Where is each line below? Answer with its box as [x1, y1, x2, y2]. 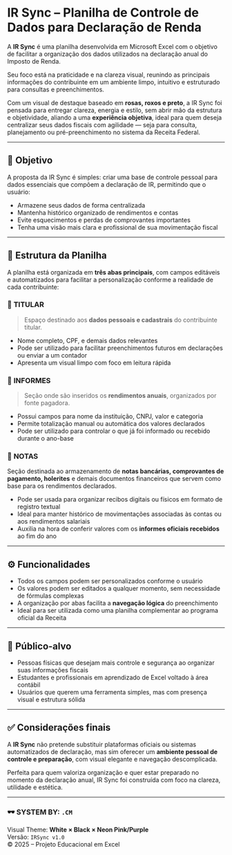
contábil [17, 681, 41, 689]
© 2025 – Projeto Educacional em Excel [7, 840, 120, 849]
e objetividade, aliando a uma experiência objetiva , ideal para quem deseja [7, 113, 222, 122]
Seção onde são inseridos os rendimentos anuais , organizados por [23, 392, 217, 400]
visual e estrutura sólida [17, 695, 86, 704]
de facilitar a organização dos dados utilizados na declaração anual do [7, 50, 209, 58]
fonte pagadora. [23, 399, 70, 407]
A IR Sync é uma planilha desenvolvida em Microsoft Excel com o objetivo [7, 42, 217, 50]
